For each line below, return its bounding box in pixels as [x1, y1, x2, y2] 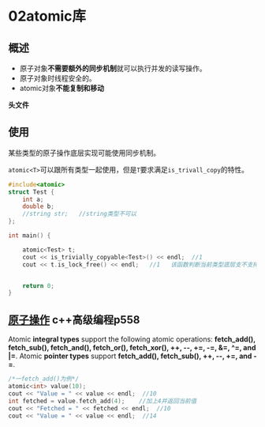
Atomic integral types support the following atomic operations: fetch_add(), [8, 334, 256, 344]
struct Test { [8, 187, 55, 196]
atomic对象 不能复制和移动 [19, 84, 105, 93]
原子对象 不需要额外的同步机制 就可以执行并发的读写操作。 [19, 64, 207, 73]
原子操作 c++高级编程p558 [8, 313, 140, 327]
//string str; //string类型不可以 [22, 210, 136, 218]
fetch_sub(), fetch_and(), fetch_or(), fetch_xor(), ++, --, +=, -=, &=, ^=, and [8, 343, 256, 353]
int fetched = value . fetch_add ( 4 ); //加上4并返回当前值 [8, 397, 197, 405]
